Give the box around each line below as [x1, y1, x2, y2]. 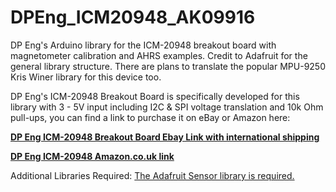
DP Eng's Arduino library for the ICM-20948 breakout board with [10, 39, 277, 51]
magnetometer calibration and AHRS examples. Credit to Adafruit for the [10, 49, 308, 61]
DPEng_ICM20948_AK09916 [10, 6, 256, 29]
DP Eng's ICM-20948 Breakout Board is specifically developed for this [10, 90, 300, 102]
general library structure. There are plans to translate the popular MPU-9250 [10, 60, 326, 72]
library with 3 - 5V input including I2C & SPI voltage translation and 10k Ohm [10, 101, 324, 113]
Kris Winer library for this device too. [10, 71, 162, 83]
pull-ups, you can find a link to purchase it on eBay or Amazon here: [10, 111, 291, 123]
